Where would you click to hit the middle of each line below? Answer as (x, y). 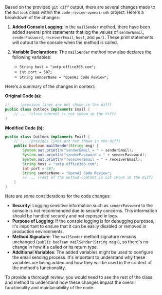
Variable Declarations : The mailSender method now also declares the (82, 52)
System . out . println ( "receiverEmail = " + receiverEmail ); (82, 159)
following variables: (32, 57)
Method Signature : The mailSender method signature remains (74, 237)
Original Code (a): (23, 96)
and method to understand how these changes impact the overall (71, 282)
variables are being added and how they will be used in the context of (82, 263)
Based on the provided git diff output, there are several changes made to (80, 7)
